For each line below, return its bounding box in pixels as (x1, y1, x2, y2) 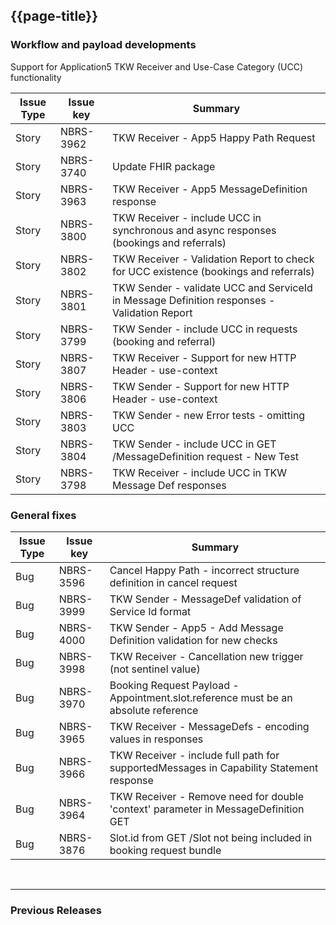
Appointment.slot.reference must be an (109, 690, 293, 704)
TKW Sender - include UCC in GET (111, 437, 277, 451)
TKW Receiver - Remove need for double (109, 789, 304, 803)
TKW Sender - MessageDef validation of (109, 592, 302, 606)
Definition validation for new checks (109, 633, 278, 647)
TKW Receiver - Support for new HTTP (111, 350, 297, 364)
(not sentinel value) (109, 662, 201, 676)
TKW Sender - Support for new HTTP (111, 379, 290, 393)
